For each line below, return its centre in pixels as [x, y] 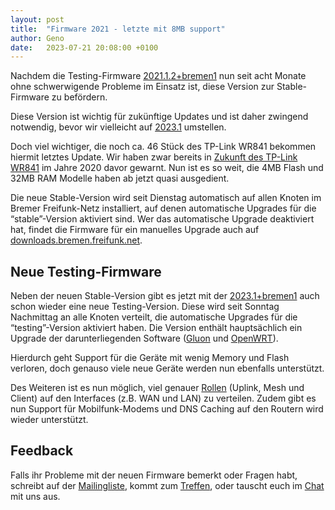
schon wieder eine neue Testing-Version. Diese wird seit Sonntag [145, 307]
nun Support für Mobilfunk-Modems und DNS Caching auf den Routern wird [167, 409]
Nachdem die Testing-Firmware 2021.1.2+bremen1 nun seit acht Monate [158, 76]
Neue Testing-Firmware [86, 271]
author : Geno [37, 38]
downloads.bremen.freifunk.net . [76, 240]
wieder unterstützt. [49, 420]
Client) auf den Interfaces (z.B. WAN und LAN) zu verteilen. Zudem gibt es [163, 398]
